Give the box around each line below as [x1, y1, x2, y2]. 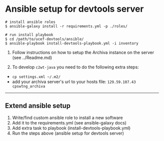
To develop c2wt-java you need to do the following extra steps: [12, 64, 139, 70]
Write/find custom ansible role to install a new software [12, 115, 123, 121]
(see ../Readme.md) [12, 55, 52, 60]
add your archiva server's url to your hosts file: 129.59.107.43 [12, 79, 136, 84]
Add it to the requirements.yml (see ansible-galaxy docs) [12, 120, 127, 125]
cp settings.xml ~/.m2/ [12, 74, 61, 79]
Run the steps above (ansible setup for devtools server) [12, 130, 124, 136]
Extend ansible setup [5, 101, 71, 110]
